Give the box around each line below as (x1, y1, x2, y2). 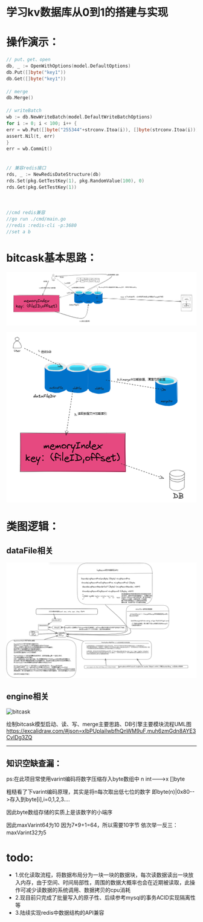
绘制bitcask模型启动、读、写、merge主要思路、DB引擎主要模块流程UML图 (6, 720, 192, 727)
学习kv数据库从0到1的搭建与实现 (6, 5, 169, 19)
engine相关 (6, 692, 50, 702)
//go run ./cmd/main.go (6, 216, 66, 222)
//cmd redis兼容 (6, 210, 45, 216)
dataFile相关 (6, 545, 53, 556)
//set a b (6, 229, 31, 235)
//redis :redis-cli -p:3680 (6, 222, 77, 229)
